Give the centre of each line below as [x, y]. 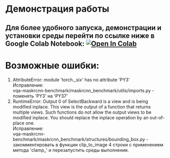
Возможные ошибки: [52, 65]
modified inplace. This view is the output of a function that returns [82, 107]
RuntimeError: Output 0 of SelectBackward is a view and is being [80, 101]
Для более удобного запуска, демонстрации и [83, 28]
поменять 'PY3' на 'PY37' [40, 96]
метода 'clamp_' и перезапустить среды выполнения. [71, 150]
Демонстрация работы [57, 9]
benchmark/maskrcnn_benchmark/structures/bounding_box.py [79, 139]
